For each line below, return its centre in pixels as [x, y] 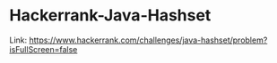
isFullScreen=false [43, 49]
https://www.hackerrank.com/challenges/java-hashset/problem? [148, 40]
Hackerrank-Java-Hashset [110, 16]
